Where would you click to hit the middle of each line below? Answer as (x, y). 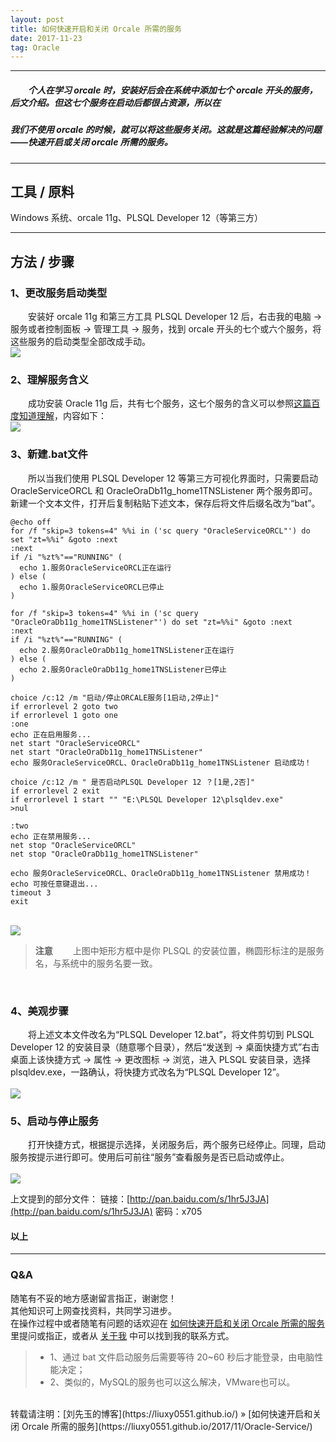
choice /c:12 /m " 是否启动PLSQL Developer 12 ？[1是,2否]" (133, 782)
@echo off (31, 522)
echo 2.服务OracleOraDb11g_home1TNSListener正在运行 (127, 650)
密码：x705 (178, 1212)
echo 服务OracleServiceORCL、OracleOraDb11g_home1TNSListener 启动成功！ (161, 762)
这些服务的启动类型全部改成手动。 (80, 342)
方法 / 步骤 (42, 261)
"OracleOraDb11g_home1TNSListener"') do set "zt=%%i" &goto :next (151, 622)
